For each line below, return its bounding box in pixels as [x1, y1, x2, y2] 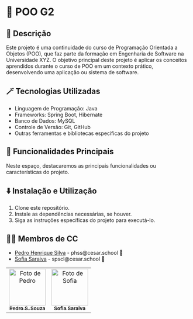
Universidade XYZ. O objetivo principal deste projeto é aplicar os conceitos [6, 57, 187, 63]
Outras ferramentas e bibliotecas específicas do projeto [14, 130, 149, 137]
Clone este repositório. [14, 204, 70, 211]
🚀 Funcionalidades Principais [6, 147, 114, 157]
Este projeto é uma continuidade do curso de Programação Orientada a [6, 44, 178, 51]
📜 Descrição [6, 29, 51, 39]
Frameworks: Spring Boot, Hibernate [14, 111, 103, 118]
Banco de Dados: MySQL [14, 117, 75, 124]
